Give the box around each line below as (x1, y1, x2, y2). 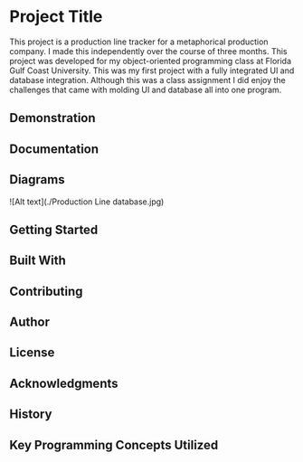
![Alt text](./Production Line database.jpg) (9, 196, 165, 207)
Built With (9, 253, 66, 269)
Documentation (9, 141, 99, 156)
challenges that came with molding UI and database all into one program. (9, 84, 282, 95)
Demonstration (9, 110, 97, 126)
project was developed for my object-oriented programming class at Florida (9, 55, 292, 66)
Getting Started (9, 222, 99, 237)
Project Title (9, 6, 103, 27)
